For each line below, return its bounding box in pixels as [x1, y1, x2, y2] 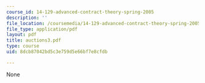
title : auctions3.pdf [6, 37, 62, 43]
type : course [6, 43, 40, 49]
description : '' [6, 15, 48, 21]
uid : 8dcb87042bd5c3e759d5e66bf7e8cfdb [6, 49, 108, 55]
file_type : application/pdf [6, 26, 78, 32]
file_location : [6, 20, 45, 26]
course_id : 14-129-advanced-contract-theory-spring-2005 [6, 9, 154, 15]
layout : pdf [6, 32, 37, 38]
